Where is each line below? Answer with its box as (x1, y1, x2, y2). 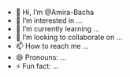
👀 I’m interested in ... (15, 16, 83, 25)
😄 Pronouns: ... (15, 53, 67, 62)
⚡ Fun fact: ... (15, 61, 59, 71)
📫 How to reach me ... (15, 42, 89, 50)
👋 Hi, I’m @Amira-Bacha (15, 8, 95, 16)
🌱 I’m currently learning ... (15, 24, 100, 33)
